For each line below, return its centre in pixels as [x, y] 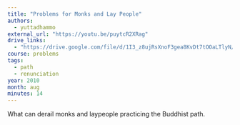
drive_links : [27, 41]
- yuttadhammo [35, 27]
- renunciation [36, 74]
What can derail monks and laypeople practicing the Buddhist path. [106, 114]
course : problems [33, 54]
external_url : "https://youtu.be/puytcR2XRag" [78, 34]
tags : [15, 61]
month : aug [24, 87]
